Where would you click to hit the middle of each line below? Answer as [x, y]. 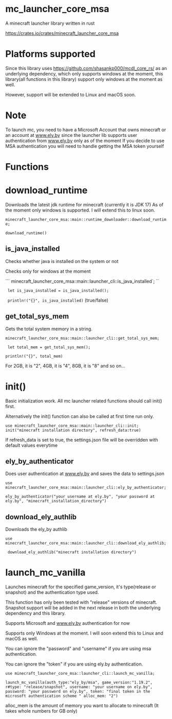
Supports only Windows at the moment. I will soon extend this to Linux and [84, 633]
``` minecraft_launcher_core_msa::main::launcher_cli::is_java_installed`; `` [82, 281]
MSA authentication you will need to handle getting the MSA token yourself [85, 146]
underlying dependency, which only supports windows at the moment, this [84, 74]
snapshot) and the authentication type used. [52, 592]
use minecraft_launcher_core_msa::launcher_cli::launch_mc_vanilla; [80, 674]
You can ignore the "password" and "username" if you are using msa [78, 648]
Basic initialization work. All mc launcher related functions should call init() [84, 401]
